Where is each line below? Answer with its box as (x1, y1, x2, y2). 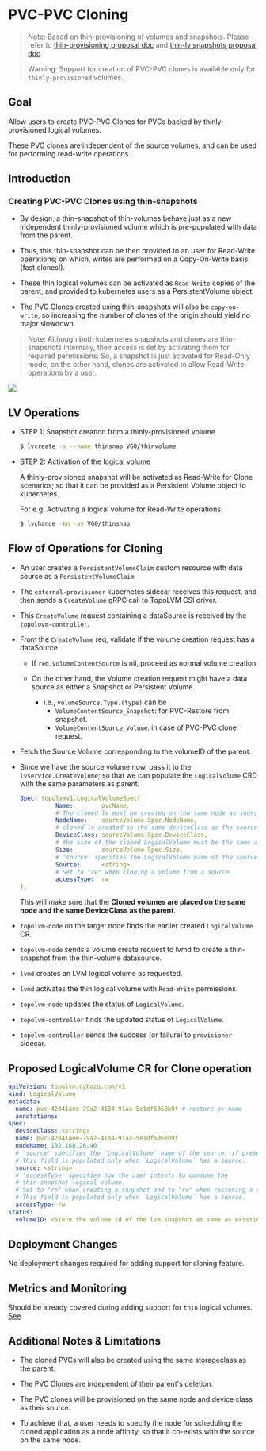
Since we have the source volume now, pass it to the (19, 762, 192, 771)
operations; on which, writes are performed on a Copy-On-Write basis (19, 254, 249, 264)
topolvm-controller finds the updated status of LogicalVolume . (19, 1015, 224, 1025)
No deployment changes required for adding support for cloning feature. (8, 1259, 245, 1268)
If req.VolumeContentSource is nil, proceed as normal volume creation (31, 658, 256, 668)
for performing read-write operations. (8, 149, 131, 158)
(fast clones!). (19, 263, 66, 272)
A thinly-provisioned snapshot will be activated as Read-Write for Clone (19, 473, 253, 482)
